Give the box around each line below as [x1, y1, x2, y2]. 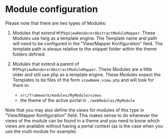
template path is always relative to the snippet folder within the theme [12, 46, 157, 52]
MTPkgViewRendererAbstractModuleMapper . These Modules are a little [12, 66, 152, 72]
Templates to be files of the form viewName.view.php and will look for [12, 77, 154, 83]
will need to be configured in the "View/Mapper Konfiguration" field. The [12, 40, 163, 46]
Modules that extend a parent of [12, 61, 79, 67]
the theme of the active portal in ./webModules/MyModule [20, 97, 135, 103]
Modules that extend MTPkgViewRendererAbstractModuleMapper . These [12, 30, 155, 36]
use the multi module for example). [5, 128, 77, 134]
